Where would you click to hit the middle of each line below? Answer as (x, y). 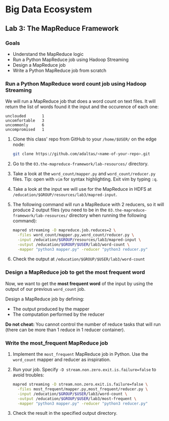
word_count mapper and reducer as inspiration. (62, 359)
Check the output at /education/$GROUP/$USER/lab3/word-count (79, 259)
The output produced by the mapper (51, 309)
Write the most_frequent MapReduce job (57, 343)
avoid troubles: (28, 375)
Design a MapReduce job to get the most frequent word (75, 272)
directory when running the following (107, 215)
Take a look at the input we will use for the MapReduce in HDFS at (82, 189)
